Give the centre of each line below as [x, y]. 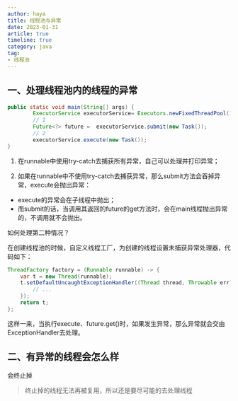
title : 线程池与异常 [34, 21]
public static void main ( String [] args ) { [71, 107]
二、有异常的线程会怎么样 [63, 357]
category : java [30, 47]
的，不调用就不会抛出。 [52, 217]
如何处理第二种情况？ [38, 232]
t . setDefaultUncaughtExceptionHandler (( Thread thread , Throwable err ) [126, 283]
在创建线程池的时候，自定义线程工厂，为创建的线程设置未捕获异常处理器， [116, 248]
